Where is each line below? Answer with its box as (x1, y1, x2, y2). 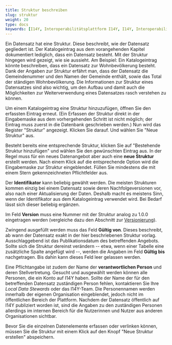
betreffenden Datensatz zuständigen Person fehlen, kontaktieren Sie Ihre (5, 280, 159, 286)
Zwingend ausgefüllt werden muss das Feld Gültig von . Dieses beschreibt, (5, 227, 163, 233)
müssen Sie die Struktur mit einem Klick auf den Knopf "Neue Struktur (5, 329, 154, 335)
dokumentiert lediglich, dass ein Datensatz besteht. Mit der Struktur (5, 52, 148, 58)
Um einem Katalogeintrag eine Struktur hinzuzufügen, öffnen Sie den (5, 105, 151, 111)
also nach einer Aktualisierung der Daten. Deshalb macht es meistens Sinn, (5, 190, 164, 197)
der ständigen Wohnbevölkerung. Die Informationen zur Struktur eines (5, 79, 154, 85)
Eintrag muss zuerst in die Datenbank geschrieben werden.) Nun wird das (5, 122, 161, 128)
